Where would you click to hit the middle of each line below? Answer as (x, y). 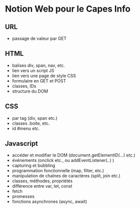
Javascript (22, 144)
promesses (23, 196)
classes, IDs (24, 86)
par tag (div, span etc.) (35, 118)
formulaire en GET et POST (39, 80)
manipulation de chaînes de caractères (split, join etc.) (66, 176)
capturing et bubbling (34, 165)
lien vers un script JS (33, 70)
